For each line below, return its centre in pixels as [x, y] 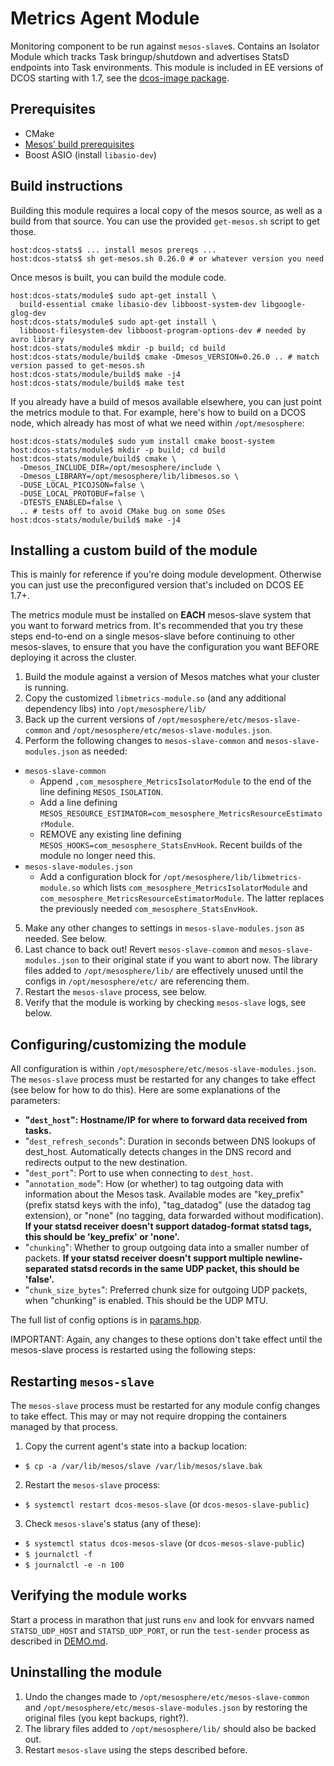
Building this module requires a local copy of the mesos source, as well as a [166, 210]
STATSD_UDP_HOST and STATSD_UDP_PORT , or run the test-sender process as [160, 1630]
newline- [283, 1258]
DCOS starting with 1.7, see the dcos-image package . [120, 78]
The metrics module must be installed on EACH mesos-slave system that [161, 615]
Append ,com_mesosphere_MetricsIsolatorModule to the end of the [175, 781]
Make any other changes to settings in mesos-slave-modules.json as [164, 928]
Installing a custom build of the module [134, 550]
